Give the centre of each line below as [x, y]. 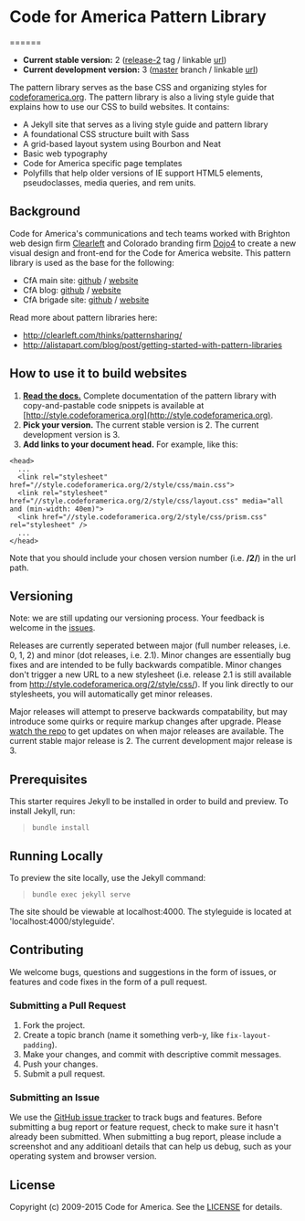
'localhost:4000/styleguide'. [63, 921]
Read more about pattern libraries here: [84, 317]
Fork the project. [54, 1025]
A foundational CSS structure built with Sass [106, 133]
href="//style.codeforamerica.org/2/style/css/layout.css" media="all [147, 501]
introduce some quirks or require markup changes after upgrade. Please [145, 722]
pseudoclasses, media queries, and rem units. [109, 182]
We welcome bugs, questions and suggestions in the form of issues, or [143, 971]
